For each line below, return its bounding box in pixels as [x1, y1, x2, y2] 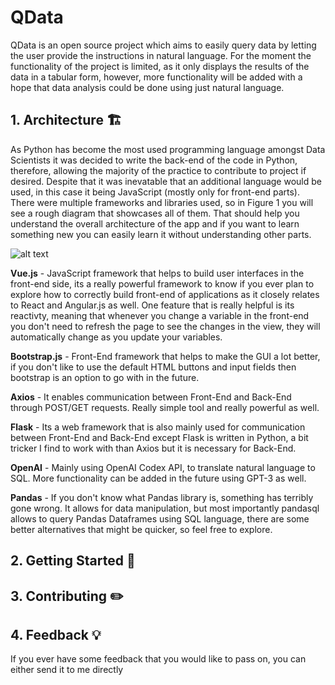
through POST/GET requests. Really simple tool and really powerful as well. [10, 401, 320, 413]
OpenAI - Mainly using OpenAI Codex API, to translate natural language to [10, 461, 316, 473]
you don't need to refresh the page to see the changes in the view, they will [10, 320, 321, 332]
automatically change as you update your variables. [10, 331, 223, 343]
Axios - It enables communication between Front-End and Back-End [10, 391, 292, 403]
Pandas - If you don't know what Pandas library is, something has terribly [10, 491, 314, 503]
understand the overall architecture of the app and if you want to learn [10, 217, 300, 230]
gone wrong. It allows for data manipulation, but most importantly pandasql [10, 502, 320, 514]
